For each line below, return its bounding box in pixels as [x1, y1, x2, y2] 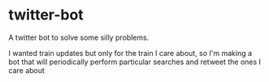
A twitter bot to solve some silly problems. [8, 32, 150, 42]
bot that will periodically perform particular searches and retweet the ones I [8, 57, 262, 67]
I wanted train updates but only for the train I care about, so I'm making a [8, 48, 253, 58]
